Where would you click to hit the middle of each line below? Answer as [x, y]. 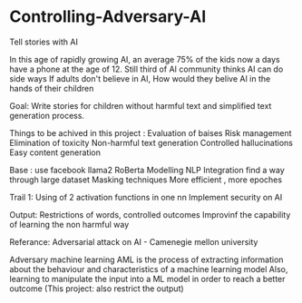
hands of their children [52, 88]
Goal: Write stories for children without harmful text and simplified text [141, 105]
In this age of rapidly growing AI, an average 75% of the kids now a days [145, 59]
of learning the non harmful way [69, 224]
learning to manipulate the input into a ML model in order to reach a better [147, 279]
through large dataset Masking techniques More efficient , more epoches [146, 180]
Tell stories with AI [44, 42]
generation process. [47, 115]
